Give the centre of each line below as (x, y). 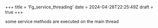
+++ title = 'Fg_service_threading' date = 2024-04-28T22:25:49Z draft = (79, 7)
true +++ (14, 12)
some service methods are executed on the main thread (62, 21)
